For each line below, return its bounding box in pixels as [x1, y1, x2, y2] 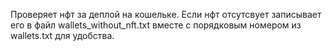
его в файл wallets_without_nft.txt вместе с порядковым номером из [10, 19, 302, 31]
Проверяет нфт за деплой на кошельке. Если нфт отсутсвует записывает [10, 9, 322, 20]
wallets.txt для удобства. [10, 30, 115, 41]
